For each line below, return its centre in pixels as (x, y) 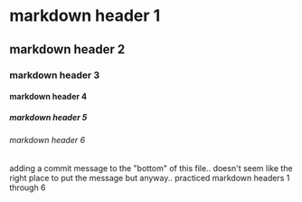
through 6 (28, 188)
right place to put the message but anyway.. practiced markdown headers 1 (150, 178)
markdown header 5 (48, 117)
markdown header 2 (67, 49)
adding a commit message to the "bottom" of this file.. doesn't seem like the (151, 168)
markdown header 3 (55, 75)
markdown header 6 (47, 140)
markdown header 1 (85, 16)
